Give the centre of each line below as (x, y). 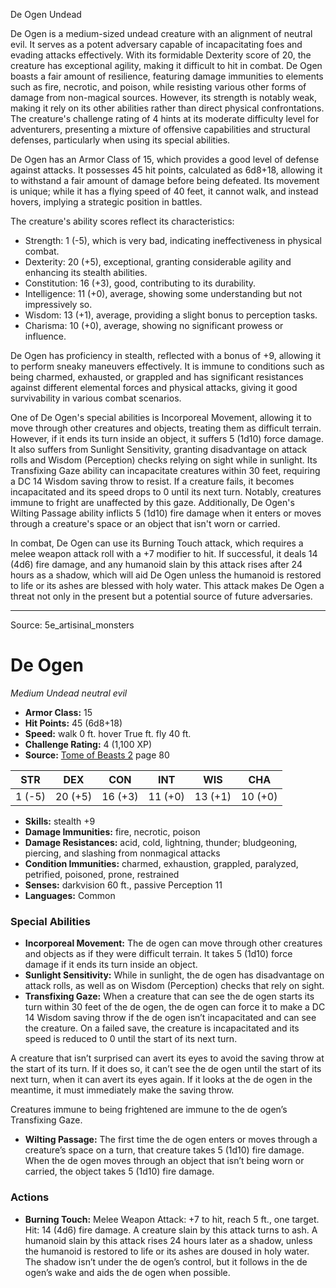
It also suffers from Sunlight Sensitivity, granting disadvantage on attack (159, 449)
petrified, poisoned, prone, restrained (102, 874)
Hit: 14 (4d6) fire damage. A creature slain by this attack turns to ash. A (171, 1230)
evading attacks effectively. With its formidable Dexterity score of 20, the (161, 55)
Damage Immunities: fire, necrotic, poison (112, 831)
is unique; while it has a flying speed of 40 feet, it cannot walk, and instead (164, 191)
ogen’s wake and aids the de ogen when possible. (127, 1272)
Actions (30, 1197)
